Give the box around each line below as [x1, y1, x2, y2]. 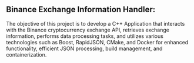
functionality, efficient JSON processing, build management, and [6, 45, 163, 52]
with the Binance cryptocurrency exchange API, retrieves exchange [6, 26, 169, 33]
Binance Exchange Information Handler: [6, 5, 156, 15]
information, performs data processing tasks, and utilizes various [6, 32, 163, 40]
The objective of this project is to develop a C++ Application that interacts [6, 20, 185, 27]
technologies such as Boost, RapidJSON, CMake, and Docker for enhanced [6, 38, 189, 45]
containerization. [6, 51, 47, 58]
